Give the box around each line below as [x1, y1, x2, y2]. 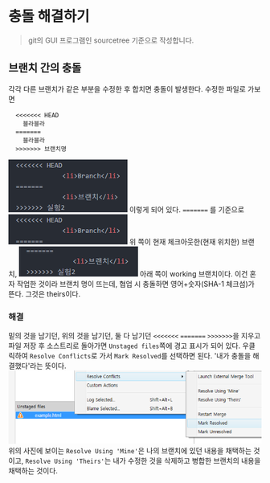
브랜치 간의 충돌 [8, 61, 82, 75]
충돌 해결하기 [8, 7, 90, 26]
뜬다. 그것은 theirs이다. [8, 289, 81, 298]
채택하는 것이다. [8, 465, 59, 475]
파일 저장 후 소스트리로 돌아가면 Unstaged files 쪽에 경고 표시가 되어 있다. [8, 341, 241, 350]
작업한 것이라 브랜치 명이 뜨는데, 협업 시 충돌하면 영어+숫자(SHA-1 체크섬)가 [16, 279, 255, 289]
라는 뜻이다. [29, 361, 67, 370]
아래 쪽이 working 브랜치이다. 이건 [139, 268, 248, 278]
